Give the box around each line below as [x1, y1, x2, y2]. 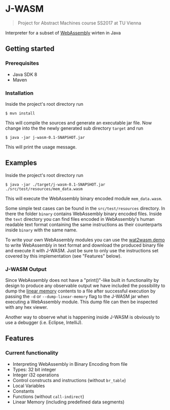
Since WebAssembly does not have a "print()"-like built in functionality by [5, 277, 159, 283]
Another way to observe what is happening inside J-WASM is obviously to [5, 314, 160, 320]
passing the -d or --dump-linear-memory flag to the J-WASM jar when [5, 294, 149, 300]
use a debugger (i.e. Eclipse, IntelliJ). [5, 319, 83, 326]
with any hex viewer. [5, 304, 48, 310]
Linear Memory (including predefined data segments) [12, 399, 125, 405]
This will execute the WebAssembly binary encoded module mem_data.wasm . [5, 195, 162, 201]
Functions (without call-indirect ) [12, 393, 85, 399]
